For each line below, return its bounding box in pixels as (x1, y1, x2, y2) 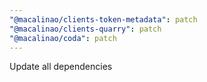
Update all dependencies (9, 61, 113, 73)
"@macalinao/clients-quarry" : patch (9, 24, 162, 34)
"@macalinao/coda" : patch (9, 33, 117, 43)
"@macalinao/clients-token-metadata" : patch (9, 14, 198, 25)
